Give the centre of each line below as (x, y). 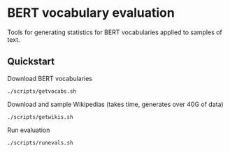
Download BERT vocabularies (50, 78)
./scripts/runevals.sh (40, 143)
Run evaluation (29, 130)
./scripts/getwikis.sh (40, 117)
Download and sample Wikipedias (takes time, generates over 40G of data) (115, 104)
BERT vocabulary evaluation (91, 13)
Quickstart (31, 62)
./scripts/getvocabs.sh (42, 91)
